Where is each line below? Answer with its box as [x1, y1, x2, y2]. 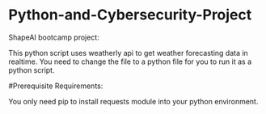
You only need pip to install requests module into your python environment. [8, 96, 259, 106]
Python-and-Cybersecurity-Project [8, 6, 252, 24]
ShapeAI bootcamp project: [8, 32, 99, 42]
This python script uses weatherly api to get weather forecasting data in [8, 48, 248, 57]
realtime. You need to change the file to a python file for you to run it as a [8, 57, 252, 66]
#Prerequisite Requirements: [8, 81, 103, 91]
